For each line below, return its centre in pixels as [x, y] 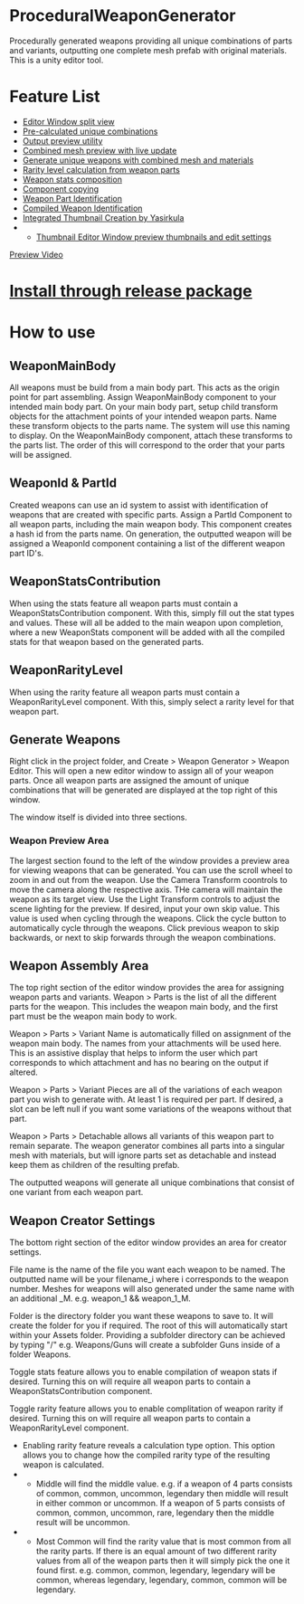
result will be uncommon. [83, 1523]
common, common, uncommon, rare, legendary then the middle [155, 1513]
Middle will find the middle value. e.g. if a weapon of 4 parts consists [164, 1484]
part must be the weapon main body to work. [93, 1016]
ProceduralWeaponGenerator [123, 16]
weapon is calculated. [63, 1465]
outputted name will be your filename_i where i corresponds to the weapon [149, 1279]
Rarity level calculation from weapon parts [101, 169]
